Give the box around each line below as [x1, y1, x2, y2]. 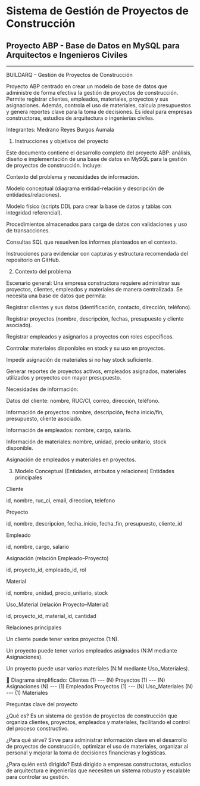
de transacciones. [6, 227, 51, 234]
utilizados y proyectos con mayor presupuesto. [6, 374, 121, 381]
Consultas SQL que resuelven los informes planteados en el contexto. [6, 238, 177, 246]
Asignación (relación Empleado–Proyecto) [6, 555, 109, 561]
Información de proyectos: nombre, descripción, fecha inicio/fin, [6, 409, 164, 415]
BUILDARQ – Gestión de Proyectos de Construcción [6, 72, 133, 78]
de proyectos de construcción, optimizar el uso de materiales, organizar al [6, 743, 189, 750]
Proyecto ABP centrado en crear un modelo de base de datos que [6, 83, 168, 90]
